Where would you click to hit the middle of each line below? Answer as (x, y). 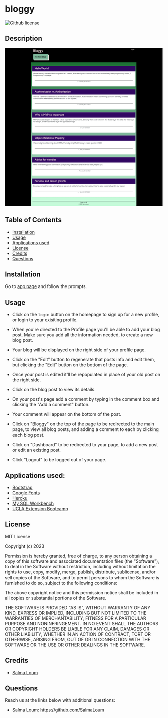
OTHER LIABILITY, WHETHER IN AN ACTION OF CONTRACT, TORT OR (78, 634)
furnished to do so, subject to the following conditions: (61, 583)
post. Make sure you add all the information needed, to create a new (83, 335)
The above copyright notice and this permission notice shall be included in (82, 592)
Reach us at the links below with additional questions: (60, 700)
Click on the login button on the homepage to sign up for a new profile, (86, 315)
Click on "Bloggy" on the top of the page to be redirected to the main (83, 424)
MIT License (18, 536)
